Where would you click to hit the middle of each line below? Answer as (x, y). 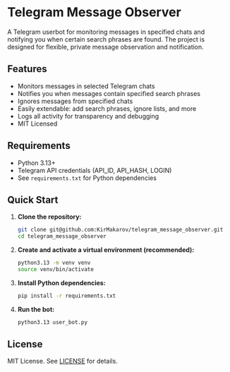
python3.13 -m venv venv (54, 263)
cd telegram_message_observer (62, 236)
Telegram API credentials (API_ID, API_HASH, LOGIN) (95, 170)
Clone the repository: (49, 217)
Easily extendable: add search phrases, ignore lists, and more (107, 108)
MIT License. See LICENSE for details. (62, 361)
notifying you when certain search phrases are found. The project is (106, 39)
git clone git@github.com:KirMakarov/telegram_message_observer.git (120, 230)
